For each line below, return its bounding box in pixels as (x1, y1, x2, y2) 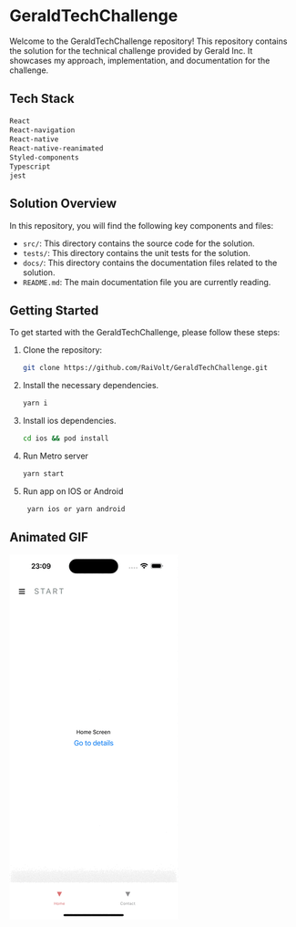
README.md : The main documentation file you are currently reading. (22, 276, 271, 287)
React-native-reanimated (9, 143, 104, 153)
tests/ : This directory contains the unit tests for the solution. (22, 247, 250, 258)
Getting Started (9, 303, 99, 318)
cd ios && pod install (22, 434, 109, 443)
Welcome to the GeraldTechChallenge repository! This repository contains (9, 36, 288, 46)
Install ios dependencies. (22, 416, 117, 427)
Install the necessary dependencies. (22, 380, 159, 391)
